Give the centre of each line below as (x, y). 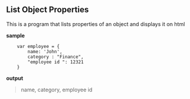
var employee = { (38, 46)
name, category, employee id (56, 90)
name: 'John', (45, 52)
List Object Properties (48, 10)
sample (15, 36)
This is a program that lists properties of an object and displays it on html (96, 24)
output (15, 78)
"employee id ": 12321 (56, 62)
